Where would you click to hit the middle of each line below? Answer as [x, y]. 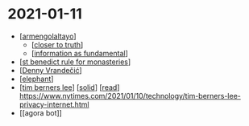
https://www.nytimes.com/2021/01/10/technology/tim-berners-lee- [130, 96]
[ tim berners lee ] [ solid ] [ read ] [69, 87]
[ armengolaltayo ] [48, 36]
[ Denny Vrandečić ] [50, 70]
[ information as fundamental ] [79, 53]
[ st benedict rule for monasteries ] [75, 62]
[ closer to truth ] [57, 44]
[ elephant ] [36, 79]
